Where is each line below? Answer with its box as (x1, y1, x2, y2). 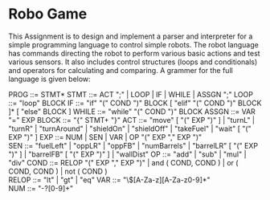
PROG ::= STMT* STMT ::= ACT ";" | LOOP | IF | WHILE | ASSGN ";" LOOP (8, 89, 253, 99)
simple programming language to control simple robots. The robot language (8, 39, 259, 49)
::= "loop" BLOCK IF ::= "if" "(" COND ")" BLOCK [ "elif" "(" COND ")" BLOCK (8, 98, 262, 108)
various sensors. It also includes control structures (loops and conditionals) (8, 57, 258, 67)
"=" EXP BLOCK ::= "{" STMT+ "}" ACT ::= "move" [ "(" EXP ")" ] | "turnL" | (8, 115, 256, 124)
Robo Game (8, 5, 88, 23)
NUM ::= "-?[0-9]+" (8, 183, 74, 193)
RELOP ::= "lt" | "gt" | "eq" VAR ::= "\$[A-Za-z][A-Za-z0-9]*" (8, 174, 211, 185)
